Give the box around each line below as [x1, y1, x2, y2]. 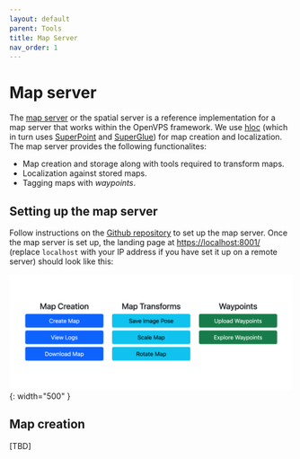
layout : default [9, 14, 70, 23]
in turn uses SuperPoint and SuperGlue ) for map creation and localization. [9, 131, 283, 143]
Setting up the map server [9, 203, 158, 219]
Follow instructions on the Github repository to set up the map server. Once [9, 227, 288, 238]
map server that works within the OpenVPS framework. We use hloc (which [9, 122, 288, 133]
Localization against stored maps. [22, 168, 147, 179]
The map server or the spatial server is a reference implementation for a [9, 112, 276, 123]
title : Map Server [9, 33, 78, 42]
